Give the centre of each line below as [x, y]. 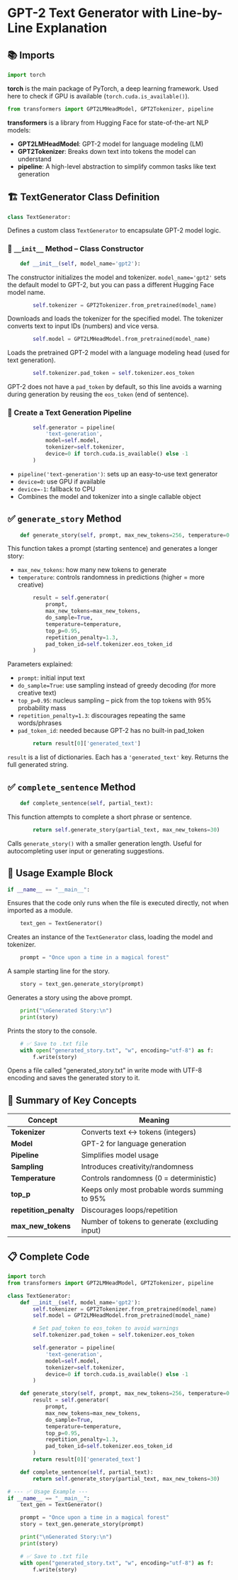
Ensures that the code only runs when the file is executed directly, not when [118, 903]
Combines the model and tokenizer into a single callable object [109, 496]
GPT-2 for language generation [134, 1144]
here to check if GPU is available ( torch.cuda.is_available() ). [98, 96]
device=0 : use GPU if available [62, 481]
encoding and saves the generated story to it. [74, 1078]
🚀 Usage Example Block [60, 873]
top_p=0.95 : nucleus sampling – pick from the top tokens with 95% [114, 700]
